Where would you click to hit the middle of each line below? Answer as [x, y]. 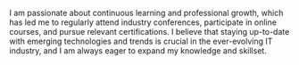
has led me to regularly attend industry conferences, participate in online [143, 22]
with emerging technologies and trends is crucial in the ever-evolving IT [141, 41]
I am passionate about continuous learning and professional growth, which [146, 13]
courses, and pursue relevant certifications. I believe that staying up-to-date [149, 32]
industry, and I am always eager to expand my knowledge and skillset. [138, 51]
